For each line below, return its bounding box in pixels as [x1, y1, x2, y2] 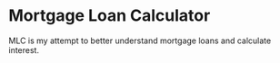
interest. [8, 44, 40, 55]
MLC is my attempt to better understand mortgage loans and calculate [8, 35, 272, 46]
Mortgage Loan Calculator [8, 5, 211, 26]
